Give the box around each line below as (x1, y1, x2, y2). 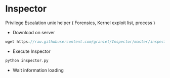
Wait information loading (12, 67, 64, 73)
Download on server (12, 29, 55, 35)
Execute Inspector (12, 48, 51, 54)
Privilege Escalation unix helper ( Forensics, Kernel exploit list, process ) (5, 20, 155, 26)
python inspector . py (5, 58, 49, 63)
